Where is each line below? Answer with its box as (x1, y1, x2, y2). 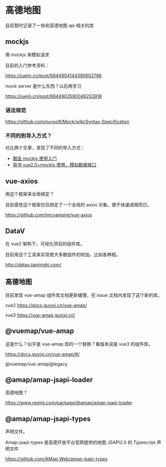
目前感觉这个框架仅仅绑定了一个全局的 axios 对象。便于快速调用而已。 (5, 202, 152, 208)
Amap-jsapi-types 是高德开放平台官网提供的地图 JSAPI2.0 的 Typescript (5, 440, 156, 446)
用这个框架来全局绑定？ (5, 191, 54, 197)
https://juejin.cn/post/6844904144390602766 (5, 72, 102, 79)
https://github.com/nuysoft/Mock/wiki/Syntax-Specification (5, 119, 130, 125)
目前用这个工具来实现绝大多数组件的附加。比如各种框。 (5, 251, 120, 257)
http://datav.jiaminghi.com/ (5, 261, 62, 268)
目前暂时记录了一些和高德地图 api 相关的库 (5, 22, 94, 28)
